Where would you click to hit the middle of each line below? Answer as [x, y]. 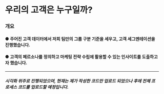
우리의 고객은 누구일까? [49, 10]
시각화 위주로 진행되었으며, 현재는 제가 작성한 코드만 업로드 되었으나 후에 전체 [78, 81]
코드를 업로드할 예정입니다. [43, 87]
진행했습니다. [18, 45]
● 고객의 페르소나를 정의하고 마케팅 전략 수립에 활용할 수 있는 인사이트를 [73, 57]
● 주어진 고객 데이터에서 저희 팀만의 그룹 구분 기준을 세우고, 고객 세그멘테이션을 [80, 39]
